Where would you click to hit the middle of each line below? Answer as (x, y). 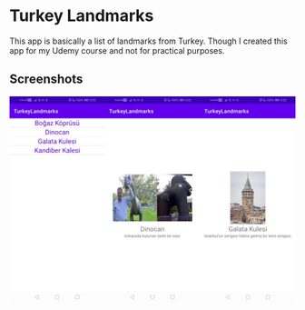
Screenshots (46, 80)
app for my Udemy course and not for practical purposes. (117, 50)
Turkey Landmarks (82, 16)
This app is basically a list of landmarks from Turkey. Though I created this (148, 41)
